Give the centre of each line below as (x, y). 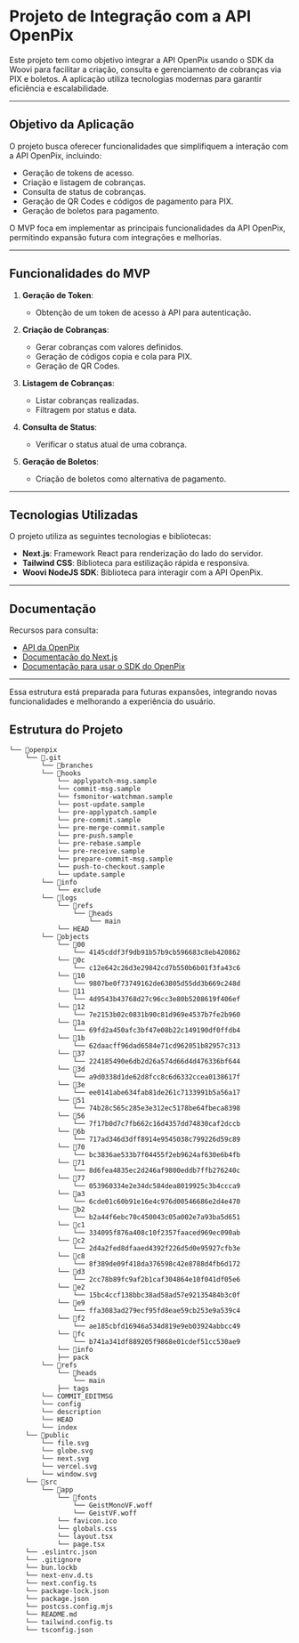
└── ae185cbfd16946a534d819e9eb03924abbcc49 (157, 1326)
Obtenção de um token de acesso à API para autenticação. (143, 312)
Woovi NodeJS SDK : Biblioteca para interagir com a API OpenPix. (142, 572)
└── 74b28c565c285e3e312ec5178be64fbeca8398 (157, 1108)
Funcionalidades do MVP (80, 274)
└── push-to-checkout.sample (111, 867)
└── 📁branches (67, 765)
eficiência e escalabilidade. (59, 88)
